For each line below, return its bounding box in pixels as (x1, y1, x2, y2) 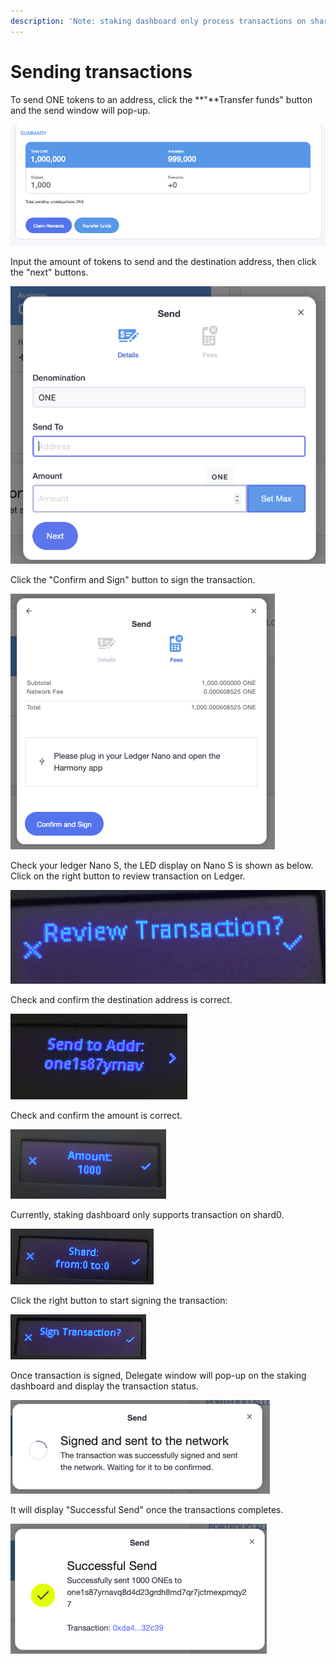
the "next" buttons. (10, 266, 89, 278)
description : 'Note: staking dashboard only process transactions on (10, 16, 307, 26)
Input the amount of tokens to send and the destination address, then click (10, 256, 317, 267)
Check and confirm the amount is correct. (10, 1110, 183, 1122)
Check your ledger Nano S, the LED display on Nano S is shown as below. (10, 860, 314, 872)
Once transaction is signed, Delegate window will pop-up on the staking (10, 1370, 307, 1382)
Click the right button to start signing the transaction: (10, 1295, 228, 1307)
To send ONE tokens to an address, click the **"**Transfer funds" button (10, 93, 313, 105)
